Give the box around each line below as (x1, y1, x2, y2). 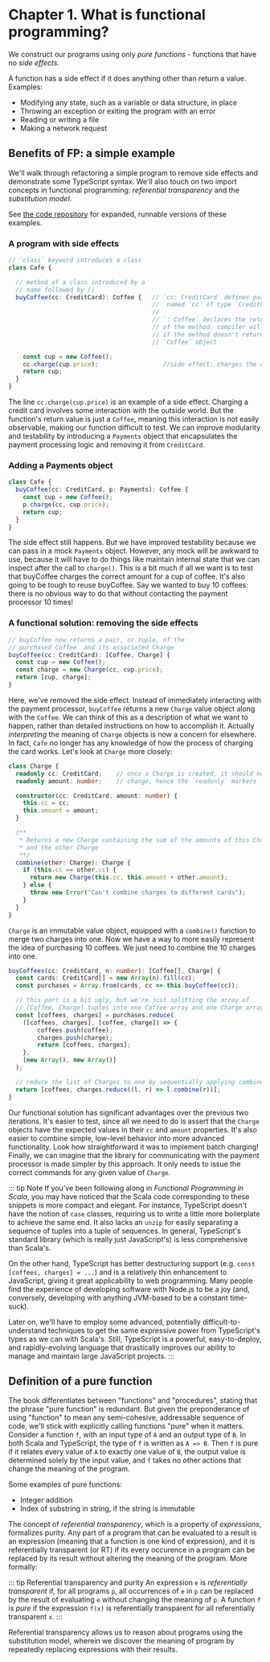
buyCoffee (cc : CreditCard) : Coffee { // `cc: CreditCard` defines (15, 293, 250, 301)
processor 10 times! (8, 597, 74, 607)
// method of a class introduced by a (15, 278, 146, 287)
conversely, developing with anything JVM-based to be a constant (8, 1293, 229, 1302)
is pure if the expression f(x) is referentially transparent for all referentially (8, 1603, 256, 1613)
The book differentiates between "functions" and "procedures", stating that (8, 1396, 258, 1405)
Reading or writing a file (19, 114, 100, 124)
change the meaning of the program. (8, 1464, 130, 1474)
